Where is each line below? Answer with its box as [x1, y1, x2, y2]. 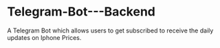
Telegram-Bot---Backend [7, 4, 156, 20]
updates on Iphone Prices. [7, 33, 82, 41]
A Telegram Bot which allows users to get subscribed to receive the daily [7, 26, 214, 34]
